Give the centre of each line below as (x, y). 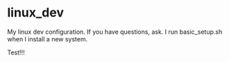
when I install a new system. (48, 39)
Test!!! (16, 52)
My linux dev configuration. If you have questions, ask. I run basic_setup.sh (115, 32)
